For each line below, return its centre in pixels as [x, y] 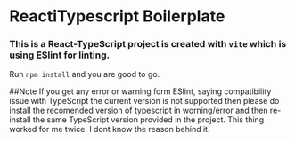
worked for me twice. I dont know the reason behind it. [110, 129]
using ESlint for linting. [59, 55]
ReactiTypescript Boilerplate [117, 16]
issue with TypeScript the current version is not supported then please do [144, 101]
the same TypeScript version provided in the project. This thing [148, 120]
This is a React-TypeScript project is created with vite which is [148, 44]
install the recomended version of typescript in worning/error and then [139, 110]
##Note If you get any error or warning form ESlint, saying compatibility [140, 91]
